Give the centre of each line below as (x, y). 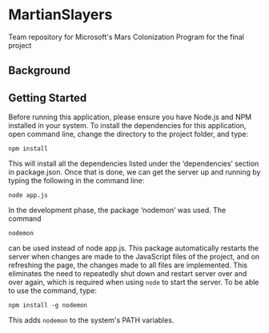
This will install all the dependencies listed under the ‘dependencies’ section (134, 164)
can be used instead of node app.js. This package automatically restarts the (133, 248)
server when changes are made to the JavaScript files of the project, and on (134, 257)
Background (39, 71)
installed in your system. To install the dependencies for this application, (127, 126)
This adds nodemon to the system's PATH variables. (91, 320)
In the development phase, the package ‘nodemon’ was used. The (117, 211)
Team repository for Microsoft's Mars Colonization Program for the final (126, 37)
